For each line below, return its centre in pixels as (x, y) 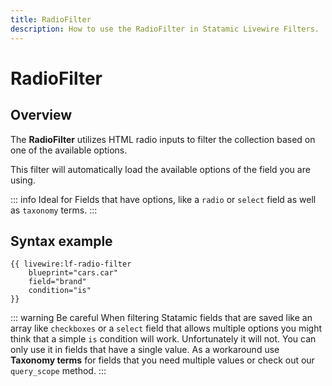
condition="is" (60, 291)
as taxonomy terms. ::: (54, 210)
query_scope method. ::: (58, 371)
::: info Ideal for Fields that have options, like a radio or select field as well (163, 199)
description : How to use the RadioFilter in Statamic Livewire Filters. (165, 29)
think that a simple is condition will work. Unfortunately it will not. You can (163, 339)
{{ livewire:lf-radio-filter (71, 264)
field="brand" (57, 282)
